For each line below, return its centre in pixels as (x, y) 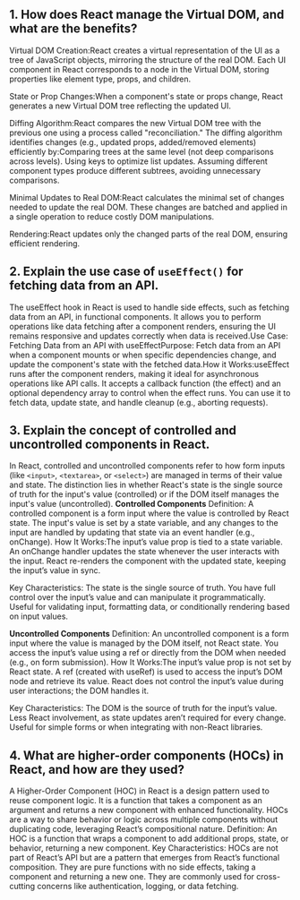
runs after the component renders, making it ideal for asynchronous (134, 373)
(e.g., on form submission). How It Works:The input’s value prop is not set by (150, 663)
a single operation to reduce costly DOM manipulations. (112, 216)
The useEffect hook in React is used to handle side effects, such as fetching (149, 307)
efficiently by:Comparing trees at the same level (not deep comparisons (142, 151)
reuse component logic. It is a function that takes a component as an (136, 801)
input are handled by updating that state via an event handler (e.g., (132, 533)
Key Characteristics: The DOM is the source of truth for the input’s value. (143, 708)
